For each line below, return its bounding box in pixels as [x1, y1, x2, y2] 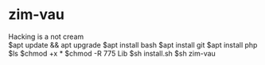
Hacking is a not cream [8, 32, 84, 41]
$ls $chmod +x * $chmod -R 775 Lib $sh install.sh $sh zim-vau [8, 48, 216, 58]
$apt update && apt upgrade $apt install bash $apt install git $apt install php [8, 40, 258, 49]
